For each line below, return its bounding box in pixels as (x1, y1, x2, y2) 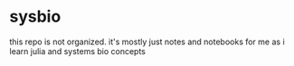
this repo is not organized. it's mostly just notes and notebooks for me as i (9, 36, 285, 47)
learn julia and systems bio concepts (9, 45, 147, 56)
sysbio (9, 6, 62, 27)
